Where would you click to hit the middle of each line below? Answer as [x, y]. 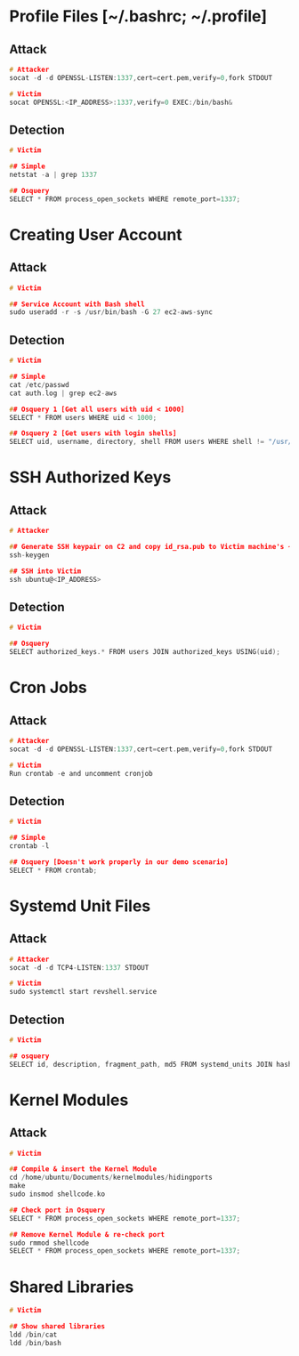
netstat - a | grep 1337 [53, 175]
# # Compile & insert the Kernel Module [83, 1169]
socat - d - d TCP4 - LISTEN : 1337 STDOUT [79, 967]
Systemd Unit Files [80, 906]
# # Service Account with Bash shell [77, 304]
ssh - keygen [29, 555]
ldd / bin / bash [36, 1343]
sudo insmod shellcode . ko [57, 1194]
